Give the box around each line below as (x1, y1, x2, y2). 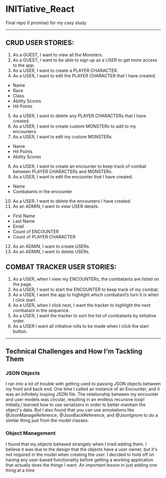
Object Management (5, 430, 56, 437)
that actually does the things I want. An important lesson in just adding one (5, 462, 157, 468)
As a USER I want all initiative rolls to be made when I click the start (12, 323, 149, 329)
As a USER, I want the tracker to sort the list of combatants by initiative (12, 312, 157, 318)
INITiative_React (5, 3, 74, 15)
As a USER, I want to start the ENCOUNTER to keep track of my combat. (12, 286, 159, 292)
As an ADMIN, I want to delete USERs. (12, 248, 90, 254)
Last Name (12, 218, 35, 224)
